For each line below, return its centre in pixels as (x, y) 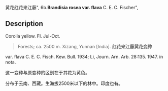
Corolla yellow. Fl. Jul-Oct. (33, 36)
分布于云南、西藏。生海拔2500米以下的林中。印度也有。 (64, 83)
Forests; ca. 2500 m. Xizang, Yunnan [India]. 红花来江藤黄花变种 (85, 46)
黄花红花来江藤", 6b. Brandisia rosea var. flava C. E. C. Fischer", (72, 7)
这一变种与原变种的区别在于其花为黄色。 (47, 72)
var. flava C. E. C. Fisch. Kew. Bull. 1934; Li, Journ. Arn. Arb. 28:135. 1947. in (84, 56)
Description (24, 24)
